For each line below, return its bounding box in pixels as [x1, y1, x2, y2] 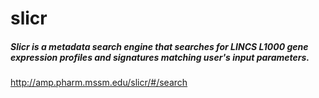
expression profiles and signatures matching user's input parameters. [10, 51, 310, 63]
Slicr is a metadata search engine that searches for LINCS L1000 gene [10, 40, 309, 52]
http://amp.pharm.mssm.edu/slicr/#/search [10, 77, 188, 89]
